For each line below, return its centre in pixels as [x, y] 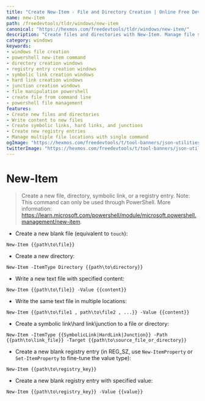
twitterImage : [24, 148]
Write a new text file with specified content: [70, 278]
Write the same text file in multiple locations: [71, 301]
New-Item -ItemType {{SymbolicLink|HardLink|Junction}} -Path [87, 335]
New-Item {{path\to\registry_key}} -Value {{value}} [75, 392]
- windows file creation [38, 52]
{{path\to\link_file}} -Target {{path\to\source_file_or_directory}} [97, 340]
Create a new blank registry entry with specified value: [84, 380]
